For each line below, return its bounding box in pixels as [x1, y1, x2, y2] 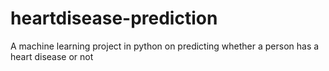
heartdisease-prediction [10, 7, 218, 30]
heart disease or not [10, 50, 94, 62]
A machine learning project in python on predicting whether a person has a [10, 40, 320, 52]
